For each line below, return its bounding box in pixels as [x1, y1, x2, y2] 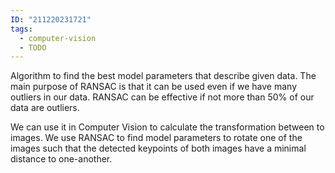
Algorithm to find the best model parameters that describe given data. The [10, 70, 317, 82]
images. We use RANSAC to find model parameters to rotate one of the [10, 132, 303, 144]
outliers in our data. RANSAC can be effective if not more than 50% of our [10, 91, 315, 103]
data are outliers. [10, 102, 80, 114]
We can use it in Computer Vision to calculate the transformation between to [10, 121, 325, 133]
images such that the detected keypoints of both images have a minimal [10, 142, 307, 155]
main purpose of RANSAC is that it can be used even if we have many [10, 81, 298, 93]
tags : [10, 24, 33, 34]
